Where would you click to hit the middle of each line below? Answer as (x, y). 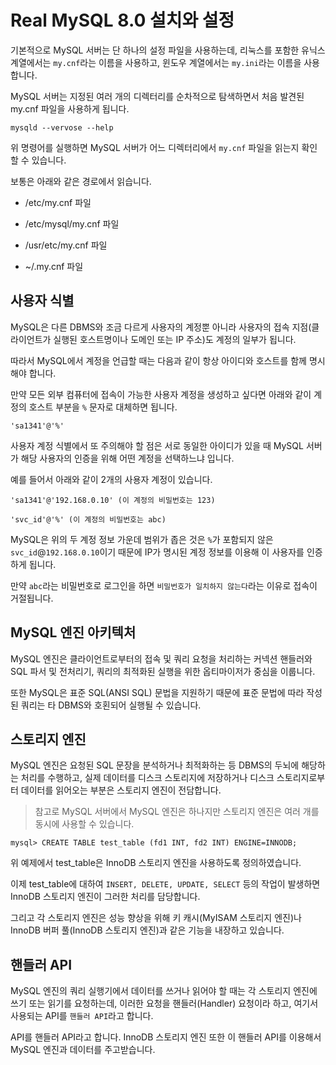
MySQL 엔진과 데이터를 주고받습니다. (83, 1050)
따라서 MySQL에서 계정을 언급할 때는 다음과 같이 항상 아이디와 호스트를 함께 (158, 360)
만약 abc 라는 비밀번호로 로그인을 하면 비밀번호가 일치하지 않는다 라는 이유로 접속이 (164, 585)
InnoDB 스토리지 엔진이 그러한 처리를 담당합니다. (105, 897)
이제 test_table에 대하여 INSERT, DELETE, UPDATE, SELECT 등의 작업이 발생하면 (165, 884)
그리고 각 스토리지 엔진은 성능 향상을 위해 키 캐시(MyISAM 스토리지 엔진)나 (156, 918)
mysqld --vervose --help (62, 127)
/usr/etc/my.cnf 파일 (66, 245)
